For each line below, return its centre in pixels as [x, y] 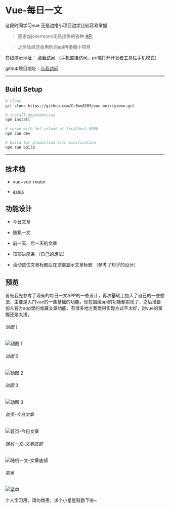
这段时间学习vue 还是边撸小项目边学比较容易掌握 [56, 25]
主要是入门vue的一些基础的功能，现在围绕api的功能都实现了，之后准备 [88, 302]
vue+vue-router [29, 182]
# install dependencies [30, 115]
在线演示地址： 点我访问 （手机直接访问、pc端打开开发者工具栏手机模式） [82, 57]
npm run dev [18, 134]
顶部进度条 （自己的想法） [40, 254]
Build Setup [24, 89]
